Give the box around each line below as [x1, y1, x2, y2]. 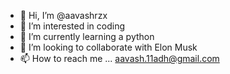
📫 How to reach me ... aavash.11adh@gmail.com [19, 53, 220, 64]
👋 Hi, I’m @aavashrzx [19, 10, 108, 21]
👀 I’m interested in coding [19, 20, 126, 32]
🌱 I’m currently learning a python [19, 31, 155, 42]
